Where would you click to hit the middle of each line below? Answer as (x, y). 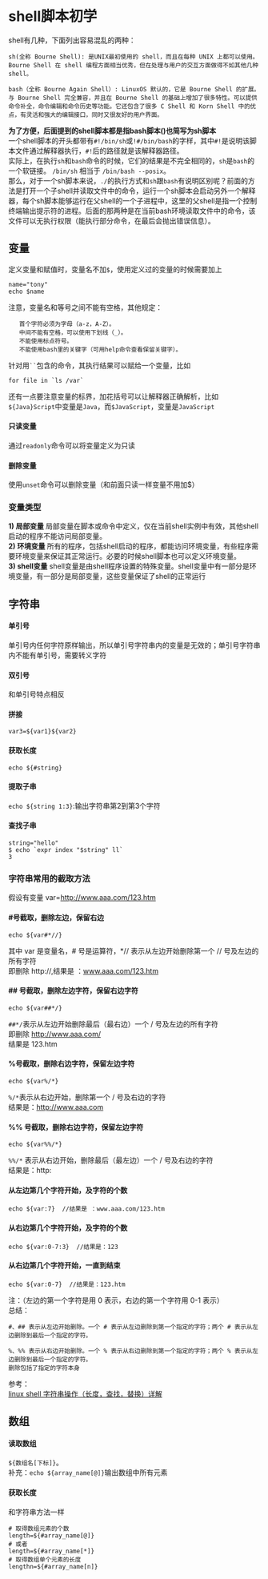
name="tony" (28, 284)
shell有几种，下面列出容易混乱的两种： (72, 40)
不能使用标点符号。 (46, 341)
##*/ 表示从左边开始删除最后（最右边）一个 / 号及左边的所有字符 (113, 1024)
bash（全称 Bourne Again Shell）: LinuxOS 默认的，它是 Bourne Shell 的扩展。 (134, 89)
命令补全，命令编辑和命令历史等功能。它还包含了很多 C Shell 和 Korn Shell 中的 (129, 106)
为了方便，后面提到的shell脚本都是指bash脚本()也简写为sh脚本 (112, 131)
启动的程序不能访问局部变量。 (57, 536)
